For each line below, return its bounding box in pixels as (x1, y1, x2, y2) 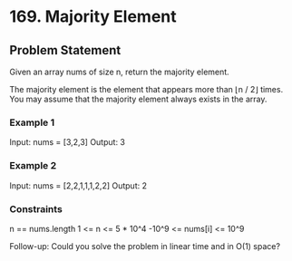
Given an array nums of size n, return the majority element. (9, 66, 229, 77)
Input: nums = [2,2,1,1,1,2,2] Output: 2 (9, 179, 148, 191)
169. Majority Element (9, 6, 177, 27)
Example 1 (9, 116, 55, 129)
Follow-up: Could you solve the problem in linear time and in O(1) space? (9, 240, 281, 251)
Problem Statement (9, 43, 122, 58)
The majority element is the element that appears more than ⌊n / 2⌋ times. (9, 84, 284, 94)
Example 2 (9, 159, 57, 172)
